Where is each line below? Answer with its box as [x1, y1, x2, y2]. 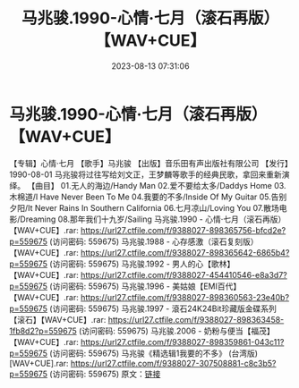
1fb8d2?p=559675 [9, 325, 78, 336]
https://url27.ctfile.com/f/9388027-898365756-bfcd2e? [80, 224, 286, 235]
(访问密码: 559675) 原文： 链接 [48, 368, 161, 379]
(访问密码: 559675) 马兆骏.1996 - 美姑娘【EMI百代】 [48, 281, 242, 291]
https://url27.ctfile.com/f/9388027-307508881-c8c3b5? [70, 358, 277, 368]
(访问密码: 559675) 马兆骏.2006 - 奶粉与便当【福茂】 [79, 325, 275, 336]
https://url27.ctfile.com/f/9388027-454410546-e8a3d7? [80, 269, 288, 280]
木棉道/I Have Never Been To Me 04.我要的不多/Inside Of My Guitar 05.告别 [9, 191, 287, 202]
